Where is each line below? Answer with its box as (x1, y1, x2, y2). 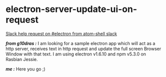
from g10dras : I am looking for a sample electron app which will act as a (5, 40, 156, 46)
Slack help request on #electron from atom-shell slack (5, 30, 117, 36)
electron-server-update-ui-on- (5, 3, 138, 15)
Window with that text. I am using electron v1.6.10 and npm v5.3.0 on (5, 51, 147, 57)
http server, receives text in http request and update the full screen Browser (5, 45, 162, 51)
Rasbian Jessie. (5, 56, 38, 62)
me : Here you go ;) (5, 66, 46, 72)
